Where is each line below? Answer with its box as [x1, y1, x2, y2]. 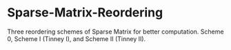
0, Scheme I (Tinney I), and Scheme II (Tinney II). [7, 34, 146, 42]
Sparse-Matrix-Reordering [7, 5, 163, 21]
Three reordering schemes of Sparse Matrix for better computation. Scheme [7, 27, 224, 36]
